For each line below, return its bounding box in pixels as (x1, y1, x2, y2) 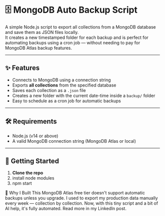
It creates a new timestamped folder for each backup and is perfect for (5, 34, 149, 40)
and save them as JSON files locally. (5, 29, 79, 35)
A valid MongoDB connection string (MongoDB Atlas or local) (12, 138, 137, 144)
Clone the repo (12, 170, 43, 176)
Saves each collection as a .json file (12, 87, 86, 93)
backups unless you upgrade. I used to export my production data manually (5, 195, 158, 201)
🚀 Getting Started (5, 156, 59, 165)
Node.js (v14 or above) (12, 133, 58, 139)
